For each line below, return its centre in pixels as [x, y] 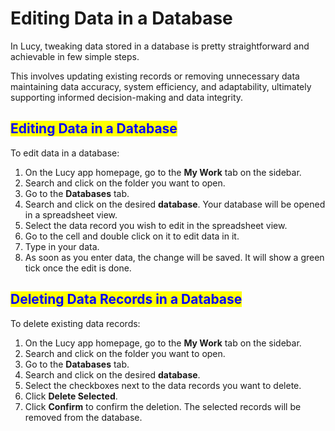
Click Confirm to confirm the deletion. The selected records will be [163, 406]
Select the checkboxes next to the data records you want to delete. [163, 385]
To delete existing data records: [75, 323]
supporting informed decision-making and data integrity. [127, 97]
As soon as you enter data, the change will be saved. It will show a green [174, 257]
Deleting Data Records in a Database [126, 299]
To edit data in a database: [65, 153]
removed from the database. [83, 417]
